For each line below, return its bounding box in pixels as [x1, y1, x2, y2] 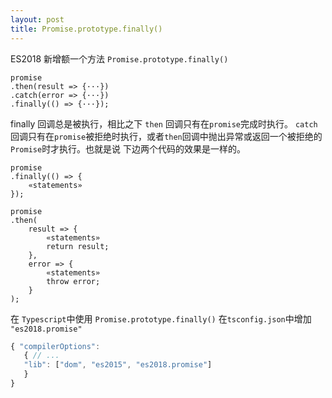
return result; [46, 241, 110, 251]
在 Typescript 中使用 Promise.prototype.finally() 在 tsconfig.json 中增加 [10, 312, 312, 325]
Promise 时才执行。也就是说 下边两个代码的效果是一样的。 [10, 142, 247, 155]
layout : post [10, 14, 65, 25]
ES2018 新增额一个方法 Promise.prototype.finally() [10, 52, 229, 65]
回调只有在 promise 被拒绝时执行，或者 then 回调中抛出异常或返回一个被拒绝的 [10, 130, 323, 142]
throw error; [46, 276, 101, 286]
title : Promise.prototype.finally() [10, 24, 163, 34]
